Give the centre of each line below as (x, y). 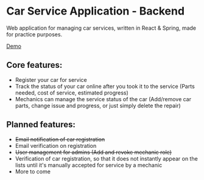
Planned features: (41, 125)
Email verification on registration (56, 145)
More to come (33, 172)
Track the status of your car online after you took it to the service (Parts (105, 86)
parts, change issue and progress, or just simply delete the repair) (98, 105)
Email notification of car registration (60, 139)
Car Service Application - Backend (95, 11)
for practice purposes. (34, 34)
